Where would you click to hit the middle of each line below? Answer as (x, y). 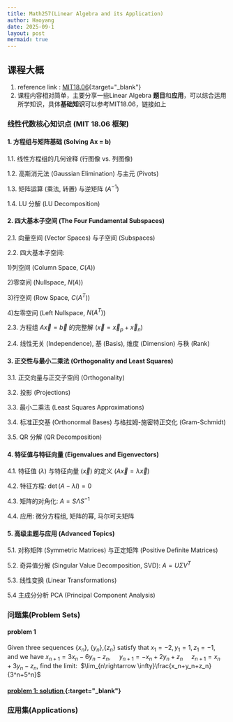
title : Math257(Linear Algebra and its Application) (85, 14)
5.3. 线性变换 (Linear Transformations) (62, 580)
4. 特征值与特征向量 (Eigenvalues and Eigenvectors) (83, 454)
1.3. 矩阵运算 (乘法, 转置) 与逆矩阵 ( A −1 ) (63, 188)
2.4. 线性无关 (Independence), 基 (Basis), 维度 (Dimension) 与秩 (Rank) (109, 344)
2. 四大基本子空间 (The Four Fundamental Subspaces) (86, 221)
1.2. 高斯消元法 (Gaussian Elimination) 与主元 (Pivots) (83, 174)
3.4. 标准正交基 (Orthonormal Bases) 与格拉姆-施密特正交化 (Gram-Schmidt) (117, 422)
